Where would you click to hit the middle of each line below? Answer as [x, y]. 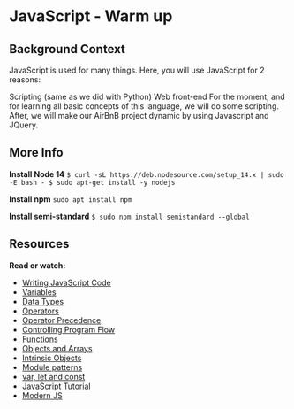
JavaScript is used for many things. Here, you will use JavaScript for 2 [137, 70]
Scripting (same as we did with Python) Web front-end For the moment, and [147, 96]
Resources [39, 244]
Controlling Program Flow [68, 329]
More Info [36, 153]
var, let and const [53, 376]
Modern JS [42, 395]
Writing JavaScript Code [67, 282]
